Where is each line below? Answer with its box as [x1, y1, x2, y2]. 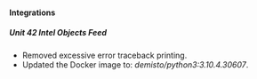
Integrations [9, 7, 56, 18]
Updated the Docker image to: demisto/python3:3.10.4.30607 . [21, 59, 249, 70]
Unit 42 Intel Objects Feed [9, 28, 108, 38]
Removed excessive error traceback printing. [21, 50, 188, 60]
